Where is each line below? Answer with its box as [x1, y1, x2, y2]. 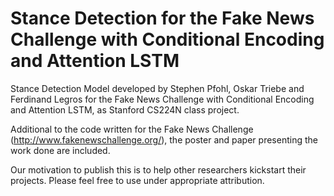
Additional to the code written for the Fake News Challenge [10, 123, 254, 135]
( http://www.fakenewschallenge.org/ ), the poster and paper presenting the [10, 133, 318, 146]
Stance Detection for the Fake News [10, 7, 315, 30]
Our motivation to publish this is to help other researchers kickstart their [10, 163, 307, 176]
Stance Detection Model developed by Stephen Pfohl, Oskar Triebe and [10, 82, 305, 94]
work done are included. [10, 144, 111, 156]
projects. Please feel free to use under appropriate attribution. [10, 174, 265, 186]
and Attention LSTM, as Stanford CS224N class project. [10, 103, 240, 116]
